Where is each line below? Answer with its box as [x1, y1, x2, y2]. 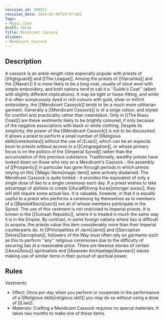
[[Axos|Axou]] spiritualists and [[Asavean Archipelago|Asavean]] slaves [5, 247, 149, 253]
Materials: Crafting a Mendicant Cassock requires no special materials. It [12, 305, 159, 311]
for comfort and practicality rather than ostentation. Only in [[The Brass [5, 112, 149, 118]
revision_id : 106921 [5, 7, 47, 12]
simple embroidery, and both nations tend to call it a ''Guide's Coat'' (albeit [5, 86, 156, 92]
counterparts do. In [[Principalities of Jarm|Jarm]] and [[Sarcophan [5, 227, 141, 233]
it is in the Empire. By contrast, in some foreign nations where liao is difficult [5, 216, 158, 222]
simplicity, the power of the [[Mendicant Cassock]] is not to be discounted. [5, 128, 156, 133]
